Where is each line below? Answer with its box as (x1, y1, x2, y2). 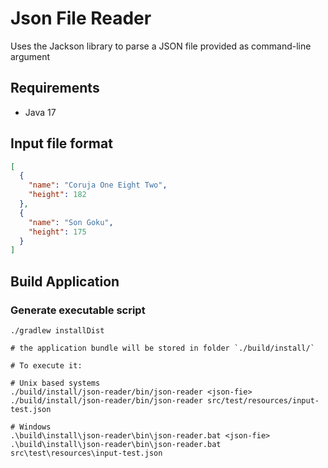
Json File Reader (10, 7, 152, 30)
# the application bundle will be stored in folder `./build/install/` (10, 343, 315, 353)
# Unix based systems (10, 378, 101, 388)
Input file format (10, 135, 113, 152)
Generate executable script (10, 303, 146, 317)
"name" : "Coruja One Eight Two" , (28, 180, 168, 191)
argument (10, 50, 51, 62)
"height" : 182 (28, 190, 87, 200)
